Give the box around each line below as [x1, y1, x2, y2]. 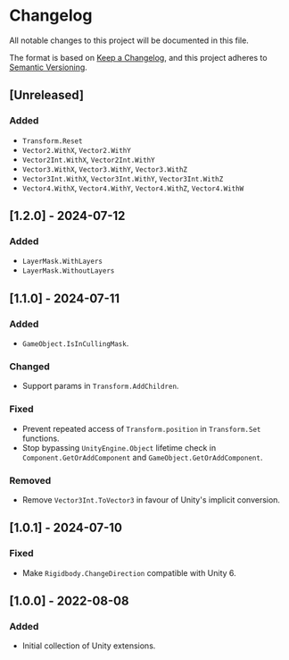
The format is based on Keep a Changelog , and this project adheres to [9, 52, 268, 63]
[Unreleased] [9, 88, 85, 103]
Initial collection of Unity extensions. [21, 640, 156, 651]
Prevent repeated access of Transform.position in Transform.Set [21, 423, 261, 434]
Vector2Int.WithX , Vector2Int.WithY [21, 154, 155, 165]
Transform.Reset [21, 136, 83, 146]
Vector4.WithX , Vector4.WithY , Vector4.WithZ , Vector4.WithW [21, 182, 244, 193]
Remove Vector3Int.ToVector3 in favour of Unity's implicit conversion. [21, 494, 281, 505]
